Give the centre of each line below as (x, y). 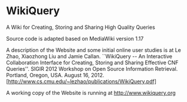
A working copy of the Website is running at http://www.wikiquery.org (91, 93)
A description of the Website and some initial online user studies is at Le (94, 50)
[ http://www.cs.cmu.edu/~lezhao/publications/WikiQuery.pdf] (81, 81)
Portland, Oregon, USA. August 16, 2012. (55, 75)
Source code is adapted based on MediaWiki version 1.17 (75, 38)
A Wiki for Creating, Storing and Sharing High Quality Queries (81, 27)
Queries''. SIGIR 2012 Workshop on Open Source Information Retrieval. (92, 68)
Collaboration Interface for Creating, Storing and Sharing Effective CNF (92, 62)
